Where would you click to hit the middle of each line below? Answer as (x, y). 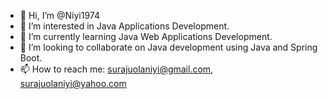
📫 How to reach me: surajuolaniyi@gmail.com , (116, 69)
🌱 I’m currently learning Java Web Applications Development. (146, 36)
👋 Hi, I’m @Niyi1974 (59, 15)
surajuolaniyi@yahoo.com (73, 83)
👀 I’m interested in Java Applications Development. (124, 26)
